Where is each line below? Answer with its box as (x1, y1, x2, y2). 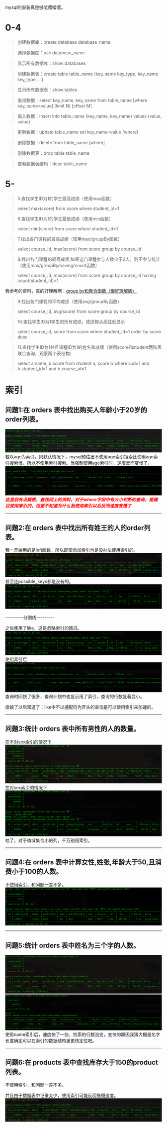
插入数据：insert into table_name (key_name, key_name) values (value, (17, 113, 162, 119)
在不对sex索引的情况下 (5, 738, 52, 745)
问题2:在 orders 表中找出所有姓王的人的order (5, 523, 144, 532)
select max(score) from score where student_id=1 (17, 205, 119, 211)
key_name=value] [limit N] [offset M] (17, 102, 92, 108)
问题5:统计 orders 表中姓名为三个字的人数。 (5, 941, 140, 949)
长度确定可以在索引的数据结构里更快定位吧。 (5, 1037, 97, 1043)
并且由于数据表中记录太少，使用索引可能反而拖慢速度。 (5, 1092, 118, 1098)
